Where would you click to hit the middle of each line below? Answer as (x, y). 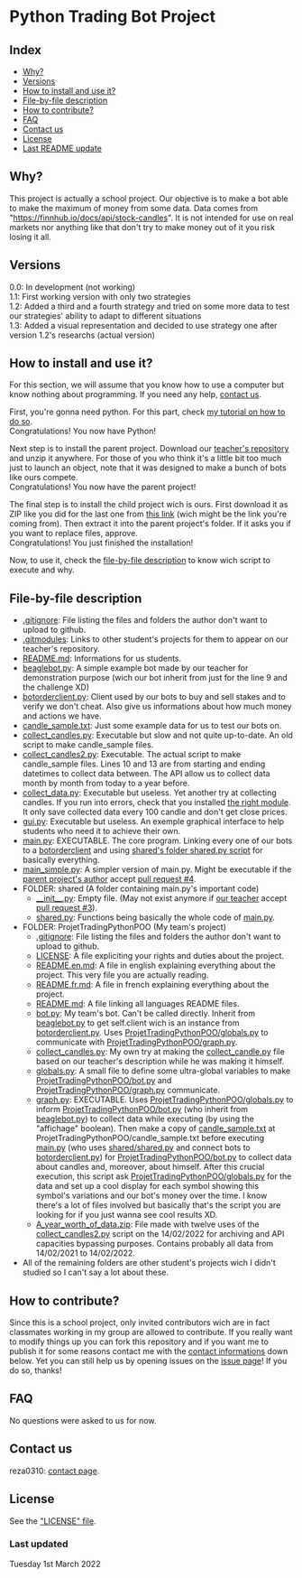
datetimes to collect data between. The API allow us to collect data (146, 774)
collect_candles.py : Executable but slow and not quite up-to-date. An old (157, 735)
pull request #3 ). (66, 908)
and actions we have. (62, 716)
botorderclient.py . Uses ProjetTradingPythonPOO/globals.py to (152, 1033)
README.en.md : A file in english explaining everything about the (156, 965)
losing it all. (30, 237)
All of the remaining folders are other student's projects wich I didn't (149, 1263)
